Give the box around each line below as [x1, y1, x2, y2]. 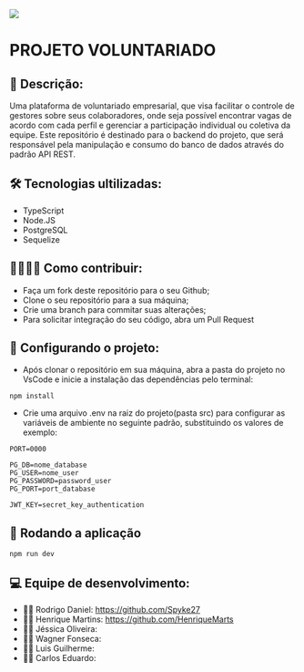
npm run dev [9, 550, 55, 559]
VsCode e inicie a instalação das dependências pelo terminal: [22, 374, 253, 385]
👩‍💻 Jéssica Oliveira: [22, 624, 98, 635]
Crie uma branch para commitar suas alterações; [22, 304, 207, 315]
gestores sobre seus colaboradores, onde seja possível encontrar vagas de [9, 110, 292, 120]
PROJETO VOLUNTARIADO [9, 40, 217, 61]
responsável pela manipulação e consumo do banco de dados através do [9, 140, 285, 150]
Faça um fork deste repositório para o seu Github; [22, 284, 210, 295]
